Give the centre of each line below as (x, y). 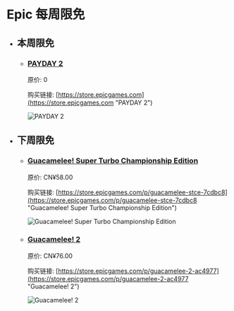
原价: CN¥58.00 (50, 177)
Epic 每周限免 (46, 14)
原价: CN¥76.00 (50, 256)
